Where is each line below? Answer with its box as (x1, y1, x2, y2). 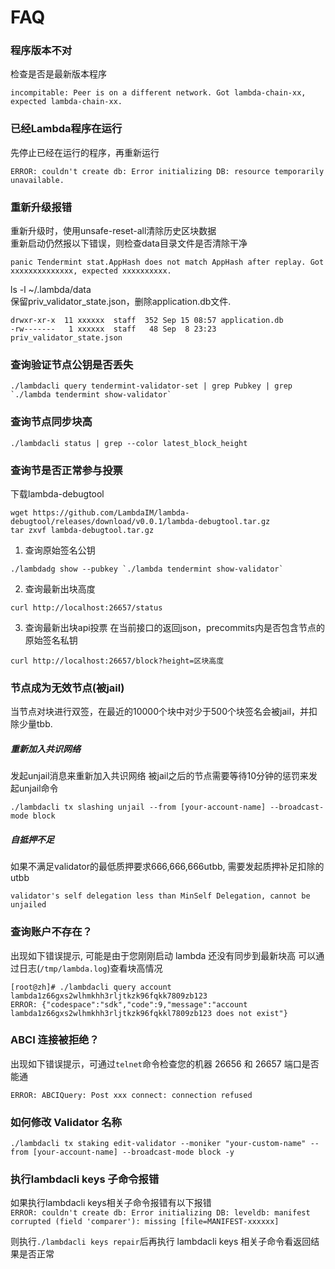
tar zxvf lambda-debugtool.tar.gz (10, 525, 155, 535)
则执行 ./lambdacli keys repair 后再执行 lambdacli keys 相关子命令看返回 (10, 1236, 312, 1248)
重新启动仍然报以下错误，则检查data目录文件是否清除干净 (10, 237, 248, 250)
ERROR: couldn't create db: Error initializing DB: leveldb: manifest (10, 1208, 311, 1218)
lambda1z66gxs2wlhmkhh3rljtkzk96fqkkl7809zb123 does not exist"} (10, 1008, 288, 1018)
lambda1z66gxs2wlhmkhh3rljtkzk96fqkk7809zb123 (10, 991, 208, 1001)
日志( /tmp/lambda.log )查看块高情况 (18, 962, 163, 974)
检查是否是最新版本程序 (10, 68, 107, 80)
